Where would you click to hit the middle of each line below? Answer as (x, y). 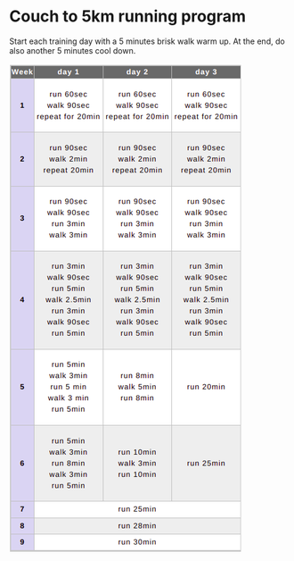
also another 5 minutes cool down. (73, 50)
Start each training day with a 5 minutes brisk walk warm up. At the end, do (147, 41)
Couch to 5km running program (128, 17)
